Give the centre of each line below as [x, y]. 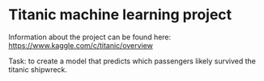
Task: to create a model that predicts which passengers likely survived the [132, 61]
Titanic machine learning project [120, 15]
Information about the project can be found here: [90, 37]
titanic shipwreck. [38, 69]
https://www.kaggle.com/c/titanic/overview [81, 45]
